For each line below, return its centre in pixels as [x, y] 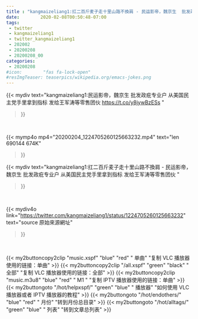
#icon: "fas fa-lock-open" [49, 72]
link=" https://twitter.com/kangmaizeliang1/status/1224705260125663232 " [96, 216]
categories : [21, 61]
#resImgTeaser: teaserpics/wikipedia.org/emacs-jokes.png [79, 77]
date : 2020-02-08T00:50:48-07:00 [57, 17]
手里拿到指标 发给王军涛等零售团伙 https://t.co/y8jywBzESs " [90, 102]
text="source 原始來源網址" [39, 223]
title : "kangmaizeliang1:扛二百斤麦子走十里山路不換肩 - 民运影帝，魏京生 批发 [98, 12]
